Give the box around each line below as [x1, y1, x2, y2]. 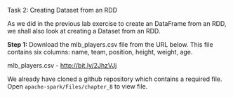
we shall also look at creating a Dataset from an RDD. [7, 27, 161, 35]
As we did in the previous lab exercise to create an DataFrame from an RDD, [7, 20, 227, 27]
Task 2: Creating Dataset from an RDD [7, 6, 118, 14]
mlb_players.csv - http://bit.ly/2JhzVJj [7, 61, 117, 69]
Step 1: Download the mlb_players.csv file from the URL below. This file [7, 40, 213, 48]
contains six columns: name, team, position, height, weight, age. [7, 48, 193, 56]
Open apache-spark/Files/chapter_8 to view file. [7, 82, 148, 90]
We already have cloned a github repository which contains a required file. [7, 75, 222, 83]
